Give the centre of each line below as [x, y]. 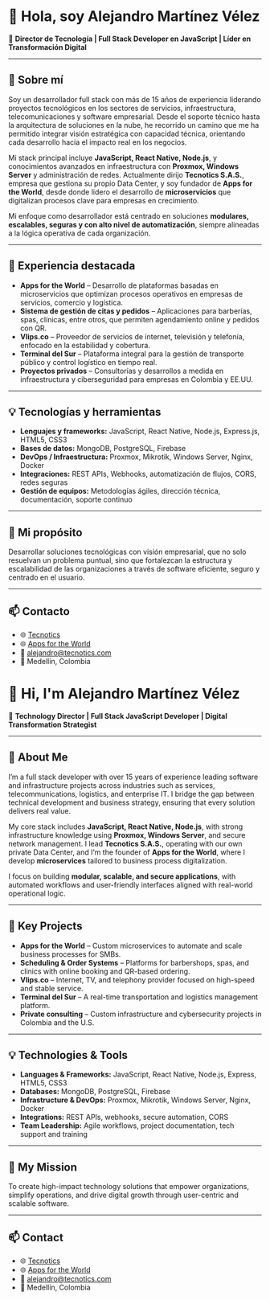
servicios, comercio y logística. [71, 302]
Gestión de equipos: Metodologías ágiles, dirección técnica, [120, 491]
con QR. [33, 328]
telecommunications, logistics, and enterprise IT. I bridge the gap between [131, 794]
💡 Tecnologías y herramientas [85, 412]
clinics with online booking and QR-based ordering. [105, 971]
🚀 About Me [38, 758]
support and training [54, 1134]
